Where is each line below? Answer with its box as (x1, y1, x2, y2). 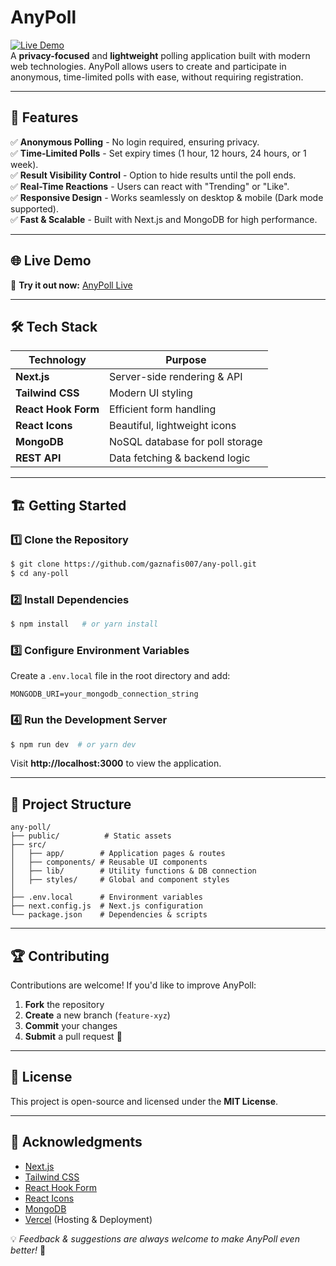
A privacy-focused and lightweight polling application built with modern (10, 49, 311, 61)
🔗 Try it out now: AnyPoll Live (10, 279, 133, 291)
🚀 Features (10, 109, 79, 126)
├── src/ (10, 840, 47, 850)
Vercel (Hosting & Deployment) (24, 1213, 153, 1225)
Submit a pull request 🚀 (24, 1031, 123, 1043)
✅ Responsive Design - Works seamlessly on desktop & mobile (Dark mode (10, 191, 324, 203)
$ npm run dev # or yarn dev (10, 739, 137, 750)
